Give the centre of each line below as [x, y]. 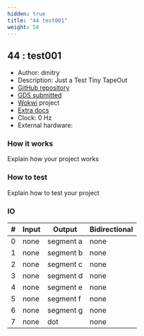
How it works [30, 144]
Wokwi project [38, 103]
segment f [64, 299]
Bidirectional [111, 229]
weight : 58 [23, 27]
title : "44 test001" [38, 21]
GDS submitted [40, 95]
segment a [65, 241]
